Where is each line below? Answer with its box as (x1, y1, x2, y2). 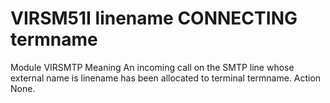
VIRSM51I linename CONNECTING (10, 7, 298, 30)
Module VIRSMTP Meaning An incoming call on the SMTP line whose (10, 61, 295, 73)
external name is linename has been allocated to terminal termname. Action (10, 72, 322, 84)
